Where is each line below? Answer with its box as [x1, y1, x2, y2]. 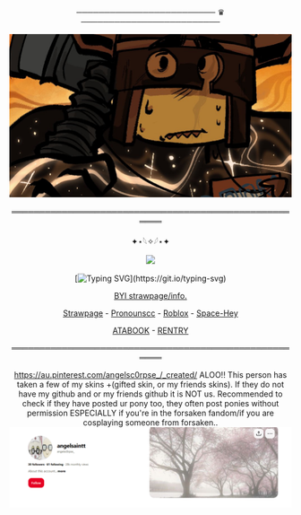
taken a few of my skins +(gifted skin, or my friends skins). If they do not [16, 380, 285, 390]
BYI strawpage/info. [113, 291, 188, 301]
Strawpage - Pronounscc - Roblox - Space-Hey [62, 308, 239, 319]
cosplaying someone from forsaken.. [82, 417, 219, 428]
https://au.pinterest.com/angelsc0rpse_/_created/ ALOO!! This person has [13, 370, 288, 380]
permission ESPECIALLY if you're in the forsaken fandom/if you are [26, 407, 275, 419]
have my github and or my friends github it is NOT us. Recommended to [18, 388, 283, 399]
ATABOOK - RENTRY [112, 326, 189, 336]
